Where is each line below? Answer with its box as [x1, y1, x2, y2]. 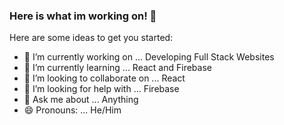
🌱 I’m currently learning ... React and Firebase [23, 62, 212, 74]
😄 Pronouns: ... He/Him [23, 104, 122, 116]
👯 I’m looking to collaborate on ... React [23, 72, 186, 84]
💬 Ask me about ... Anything [23, 94, 139, 106]
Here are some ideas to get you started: [9, 32, 174, 44]
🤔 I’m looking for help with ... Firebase [23, 83, 180, 95]
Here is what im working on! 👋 [9, 9, 157, 23]
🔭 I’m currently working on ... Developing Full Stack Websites [23, 51, 275, 63]
